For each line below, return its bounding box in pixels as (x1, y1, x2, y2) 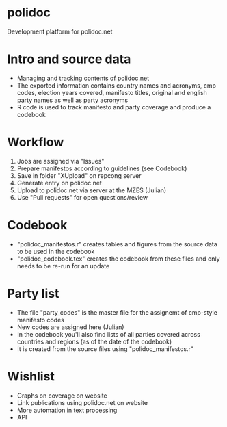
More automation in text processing (16, 406, 118, 414)
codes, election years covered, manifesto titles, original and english (16, 88, 207, 96)
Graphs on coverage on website (16, 391, 107, 400)
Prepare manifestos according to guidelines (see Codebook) (16, 164, 187, 172)
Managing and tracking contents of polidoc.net (16, 74, 150, 82)
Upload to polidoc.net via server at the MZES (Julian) (16, 186, 167, 194)
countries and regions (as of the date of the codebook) (16, 337, 172, 346)
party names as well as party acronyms (16, 96, 129, 104)
